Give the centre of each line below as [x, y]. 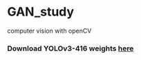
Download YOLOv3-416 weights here [70, 48]
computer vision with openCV [49, 31]
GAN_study [41, 12]
